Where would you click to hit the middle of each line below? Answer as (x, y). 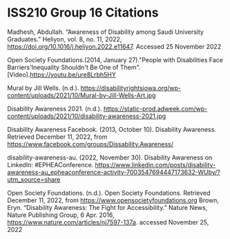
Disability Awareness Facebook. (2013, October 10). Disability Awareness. (112, 129)
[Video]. (19, 75)
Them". (130, 67)
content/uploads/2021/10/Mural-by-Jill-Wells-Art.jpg (82, 95)
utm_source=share (34, 179)
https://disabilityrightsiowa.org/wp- (131, 88)
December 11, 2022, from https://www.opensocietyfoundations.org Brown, (113, 200)
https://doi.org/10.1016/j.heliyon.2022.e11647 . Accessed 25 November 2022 (114, 46)
